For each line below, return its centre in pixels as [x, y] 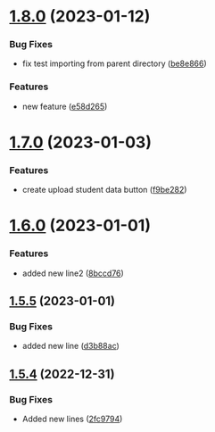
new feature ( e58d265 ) [65, 106]
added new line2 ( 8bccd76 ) [73, 273]
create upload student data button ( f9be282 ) [104, 190]
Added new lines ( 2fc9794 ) [72, 419]
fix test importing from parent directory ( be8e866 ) [114, 63]
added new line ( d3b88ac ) [71, 346]
